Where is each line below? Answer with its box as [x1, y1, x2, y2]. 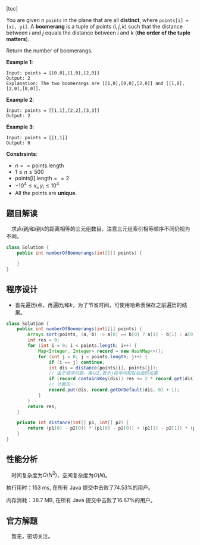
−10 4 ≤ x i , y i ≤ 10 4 [14, 181, 60, 190]
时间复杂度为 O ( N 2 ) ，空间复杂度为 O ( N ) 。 [11, 470, 111, 478]
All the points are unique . [14, 190, 77, 197]
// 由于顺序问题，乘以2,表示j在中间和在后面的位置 [48, 370, 158, 377]
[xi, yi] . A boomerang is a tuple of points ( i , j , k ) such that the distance [6, 23, 183, 30]
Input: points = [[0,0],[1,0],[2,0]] [6, 70, 100, 76]
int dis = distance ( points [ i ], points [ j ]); [48, 365, 159, 371]
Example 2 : [6, 96, 35, 103]
